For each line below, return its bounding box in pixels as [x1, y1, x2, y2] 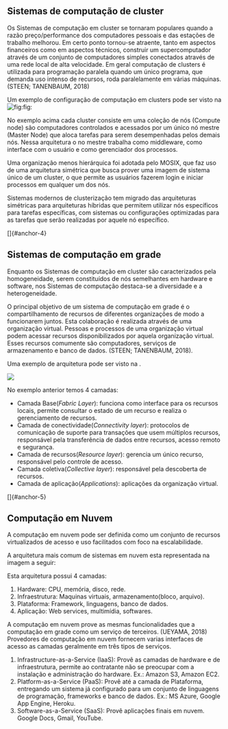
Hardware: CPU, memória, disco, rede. [16, 585, 126, 594]
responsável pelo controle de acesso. [16, 457, 123, 466]
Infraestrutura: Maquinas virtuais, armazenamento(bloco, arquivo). [16, 592, 205, 601]
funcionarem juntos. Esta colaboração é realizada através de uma [7, 317, 192, 325]
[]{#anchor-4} [7, 229, 47, 237]
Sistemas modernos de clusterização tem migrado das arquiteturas [7, 194, 197, 202]
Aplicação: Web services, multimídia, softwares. [16, 607, 153, 616]
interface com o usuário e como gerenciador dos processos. [7, 145, 178, 153]
